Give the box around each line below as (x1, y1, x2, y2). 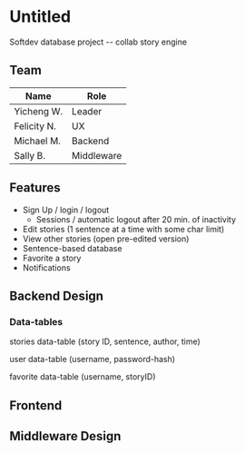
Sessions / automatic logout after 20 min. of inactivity (35, 213, 237, 224)
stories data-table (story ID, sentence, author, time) (9, 336, 201, 347)
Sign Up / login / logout (22, 204, 110, 215)
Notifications (22, 261, 71, 273)
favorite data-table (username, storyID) (9, 371, 156, 382)
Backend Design (9, 288, 104, 303)
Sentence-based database (22, 242, 122, 253)
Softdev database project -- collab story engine (9, 36, 188, 47)
